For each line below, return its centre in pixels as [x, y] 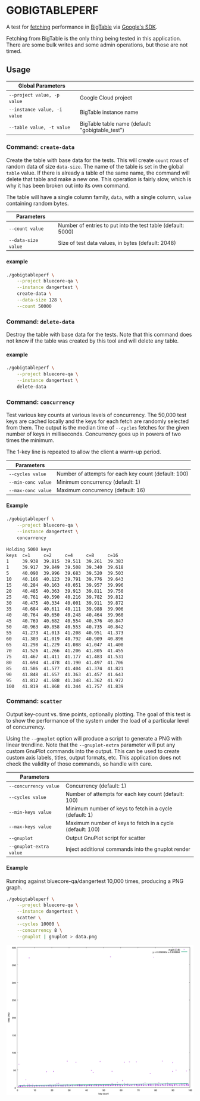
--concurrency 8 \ [40, 930]
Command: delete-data [40, 321]
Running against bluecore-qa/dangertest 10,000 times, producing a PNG [95, 881]
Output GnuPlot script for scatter [105, 838]
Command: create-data [40, 147]
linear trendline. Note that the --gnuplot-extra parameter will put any [91, 745]
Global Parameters [42, 86]
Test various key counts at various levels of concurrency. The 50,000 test [96, 415]
